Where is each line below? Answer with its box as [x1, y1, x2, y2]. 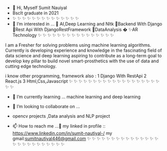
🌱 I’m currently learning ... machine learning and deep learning [12, 94, 141, 100]
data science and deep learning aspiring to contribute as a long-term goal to [5, 53, 162, 58]
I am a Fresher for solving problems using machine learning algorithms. [5, 42, 152, 48]
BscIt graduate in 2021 [12, 10, 59, 16]
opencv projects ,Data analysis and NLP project [12, 113, 111, 119]
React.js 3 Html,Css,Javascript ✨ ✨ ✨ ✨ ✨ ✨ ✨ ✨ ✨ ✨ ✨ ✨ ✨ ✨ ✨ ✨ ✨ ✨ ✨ [5, 78, 160, 84]
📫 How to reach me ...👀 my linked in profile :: [12, 123, 106, 129]
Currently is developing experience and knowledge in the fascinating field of [5, 47, 162, 53]
